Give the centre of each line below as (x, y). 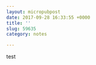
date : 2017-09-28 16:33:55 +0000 (48, 17)
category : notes (27, 34)
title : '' (19, 23)
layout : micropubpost (34, 12)
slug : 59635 (21, 29)
